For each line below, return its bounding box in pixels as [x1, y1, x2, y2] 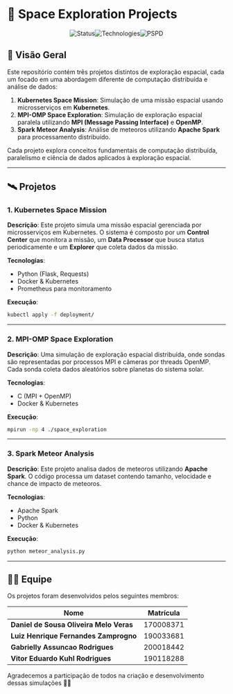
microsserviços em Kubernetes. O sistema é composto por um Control [7, 228, 209, 236]
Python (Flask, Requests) [17, 270, 89, 278]
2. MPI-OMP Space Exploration [7, 334, 114, 344]
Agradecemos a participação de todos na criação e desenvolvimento [7, 672, 205, 680]
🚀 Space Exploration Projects [7, 6, 178, 22]
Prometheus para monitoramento [17, 284, 112, 293]
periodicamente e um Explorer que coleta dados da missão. [7, 243, 179, 252]
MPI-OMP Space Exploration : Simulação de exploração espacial [17, 110, 202, 119]
